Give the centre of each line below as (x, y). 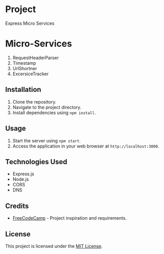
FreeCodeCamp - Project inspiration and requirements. (70, 218)
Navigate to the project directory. (47, 107)
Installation (23, 90)
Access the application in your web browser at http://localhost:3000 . (86, 146)
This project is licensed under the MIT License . (54, 246)
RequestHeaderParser (36, 58)
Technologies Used (36, 162)
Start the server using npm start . (46, 140)
